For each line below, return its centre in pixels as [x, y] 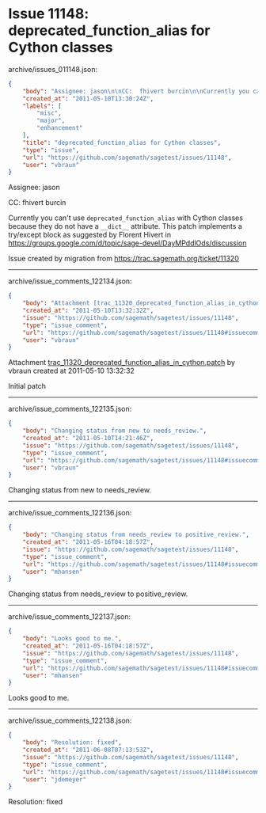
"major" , [51, 121]
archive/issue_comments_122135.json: [70, 409]
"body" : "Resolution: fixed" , [72, 743]
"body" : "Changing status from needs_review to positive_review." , [136, 535]
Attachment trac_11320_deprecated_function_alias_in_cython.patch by [122, 363]
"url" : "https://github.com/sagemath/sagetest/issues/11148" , [127, 158]
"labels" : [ [42, 106]
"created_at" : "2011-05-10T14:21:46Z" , [88, 439]
